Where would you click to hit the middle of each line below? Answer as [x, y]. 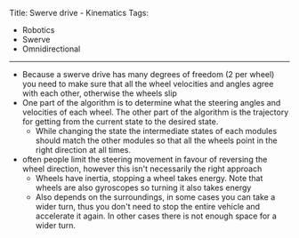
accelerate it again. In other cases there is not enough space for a [156, 216]
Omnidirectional [51, 49]
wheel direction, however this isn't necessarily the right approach [142, 169]
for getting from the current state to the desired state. [120, 122]
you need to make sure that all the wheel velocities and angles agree [148, 84]
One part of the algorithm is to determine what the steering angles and [151, 103]
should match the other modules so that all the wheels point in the [156, 140]
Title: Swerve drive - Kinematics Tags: [79, 13]
